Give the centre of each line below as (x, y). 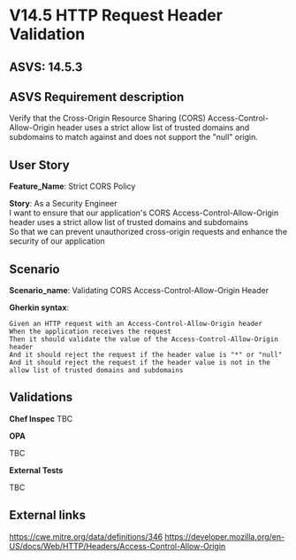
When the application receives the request (91, 332)
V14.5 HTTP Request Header (116, 16)
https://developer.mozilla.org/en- (225, 536)
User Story (39, 165)
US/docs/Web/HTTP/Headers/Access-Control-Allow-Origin (118, 546)
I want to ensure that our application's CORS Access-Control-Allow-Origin (144, 213)
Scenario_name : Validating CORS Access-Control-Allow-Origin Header (139, 291)
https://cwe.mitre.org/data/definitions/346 (86, 536)
